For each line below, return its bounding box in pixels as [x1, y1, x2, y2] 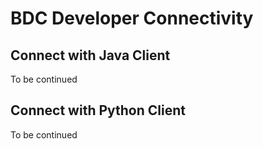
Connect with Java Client [10, 47, 171, 64]
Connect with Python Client [10, 102, 186, 119]
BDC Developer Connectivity [10, 7, 254, 30]
